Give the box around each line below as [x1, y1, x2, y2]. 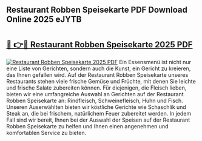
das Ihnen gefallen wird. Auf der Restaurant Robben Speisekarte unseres [6, 71, 189, 78]
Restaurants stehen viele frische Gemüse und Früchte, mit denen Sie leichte [6, 78, 196, 85]
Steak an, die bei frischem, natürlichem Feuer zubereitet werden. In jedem [6, 110, 192, 117]
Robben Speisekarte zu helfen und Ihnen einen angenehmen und [6, 123, 169, 130]
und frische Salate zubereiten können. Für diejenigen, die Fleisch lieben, [6, 84, 187, 91]
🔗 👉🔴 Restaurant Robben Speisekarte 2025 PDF [6, 39, 193, 50]
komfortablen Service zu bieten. [6, 130, 87, 136]
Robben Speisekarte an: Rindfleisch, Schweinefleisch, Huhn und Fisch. [6, 97, 183, 104]
